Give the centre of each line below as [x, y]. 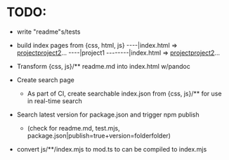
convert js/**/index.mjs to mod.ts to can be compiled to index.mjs [112, 149]
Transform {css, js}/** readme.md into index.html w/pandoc [103, 66]
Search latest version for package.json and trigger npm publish [108, 114]
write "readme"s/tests [48, 32]
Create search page [45, 80]
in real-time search [54, 101]
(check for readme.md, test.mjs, [73, 128]
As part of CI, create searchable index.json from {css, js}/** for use [124, 93]
